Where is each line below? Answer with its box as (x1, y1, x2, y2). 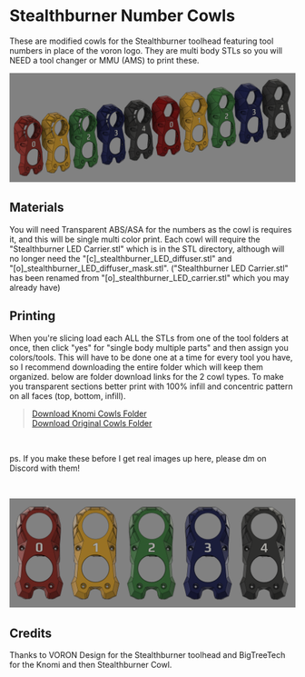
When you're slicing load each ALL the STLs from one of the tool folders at (9, 333, 289, 343)
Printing (9, 308, 56, 324)
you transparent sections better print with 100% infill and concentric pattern (9, 381, 293, 392)
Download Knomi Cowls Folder (31, 408, 147, 419)
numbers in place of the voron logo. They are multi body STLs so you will (9, 45, 283, 55)
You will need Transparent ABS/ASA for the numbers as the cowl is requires (9, 224, 292, 234)
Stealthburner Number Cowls (9, 5, 236, 26)
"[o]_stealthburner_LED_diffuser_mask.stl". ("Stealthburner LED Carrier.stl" (9, 263, 289, 274)
